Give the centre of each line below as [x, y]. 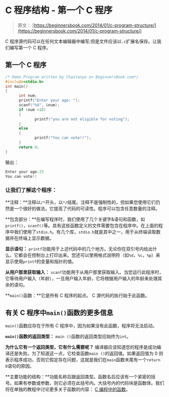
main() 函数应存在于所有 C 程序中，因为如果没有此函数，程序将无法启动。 [81, 326]
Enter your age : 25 [24, 172]
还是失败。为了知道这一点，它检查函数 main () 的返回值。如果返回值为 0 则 [86, 354]
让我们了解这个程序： [31, 190]
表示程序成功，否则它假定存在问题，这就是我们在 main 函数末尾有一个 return [83, 360]
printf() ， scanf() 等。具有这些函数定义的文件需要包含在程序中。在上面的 [82, 225]
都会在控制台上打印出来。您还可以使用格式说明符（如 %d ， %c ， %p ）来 [89, 255]
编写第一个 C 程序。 [30, 47]
